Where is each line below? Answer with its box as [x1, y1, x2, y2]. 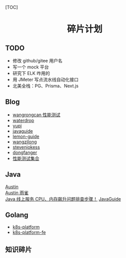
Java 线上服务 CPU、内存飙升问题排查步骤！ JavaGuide [5, 196, 121, 202]
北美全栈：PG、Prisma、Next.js [12, 83, 79, 89]
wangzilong [12, 138, 37, 145]
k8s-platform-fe [12, 229, 46, 235]
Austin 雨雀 [5, 190, 29, 196]
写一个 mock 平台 [12, 64, 49, 70]
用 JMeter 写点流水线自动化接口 [12, 76, 79, 82]
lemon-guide [12, 133, 39, 139]
